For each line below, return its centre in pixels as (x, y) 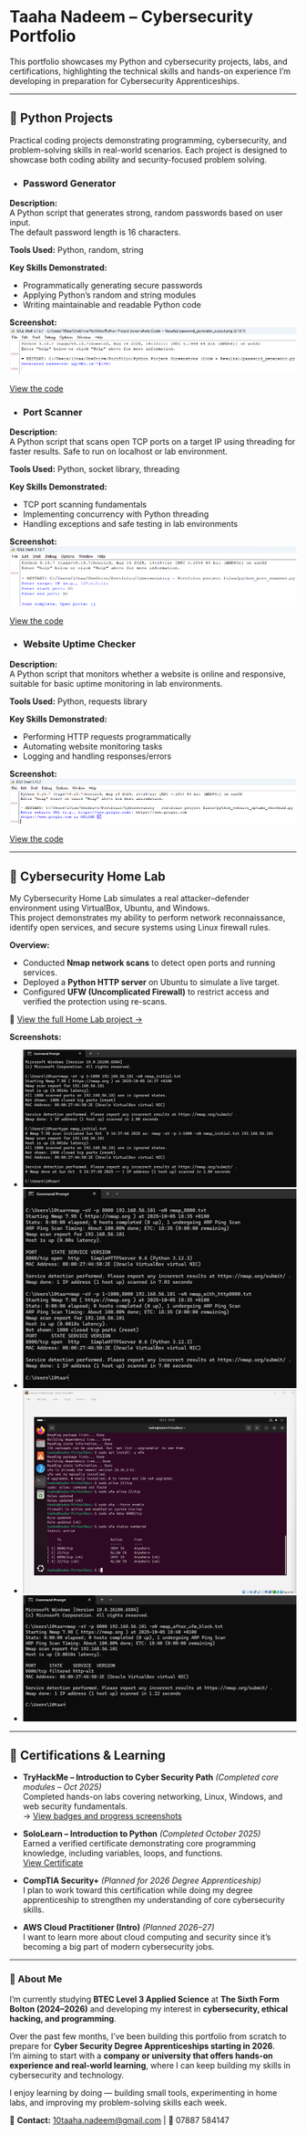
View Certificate (53, 1863)
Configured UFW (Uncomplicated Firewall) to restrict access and (146, 992)
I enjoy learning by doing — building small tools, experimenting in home (143, 2092)
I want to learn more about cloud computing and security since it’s (147, 1937)
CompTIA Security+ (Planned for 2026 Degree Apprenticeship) (142, 1881)
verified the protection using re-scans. (95, 1002)
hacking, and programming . (63, 2018)
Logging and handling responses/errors (97, 756)
